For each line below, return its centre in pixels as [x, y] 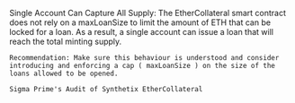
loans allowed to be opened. [64, 73]
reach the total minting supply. [66, 41]
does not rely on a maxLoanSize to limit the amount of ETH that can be [140, 22]
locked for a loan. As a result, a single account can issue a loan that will [142, 32]
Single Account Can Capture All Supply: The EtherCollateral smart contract [147, 13]
